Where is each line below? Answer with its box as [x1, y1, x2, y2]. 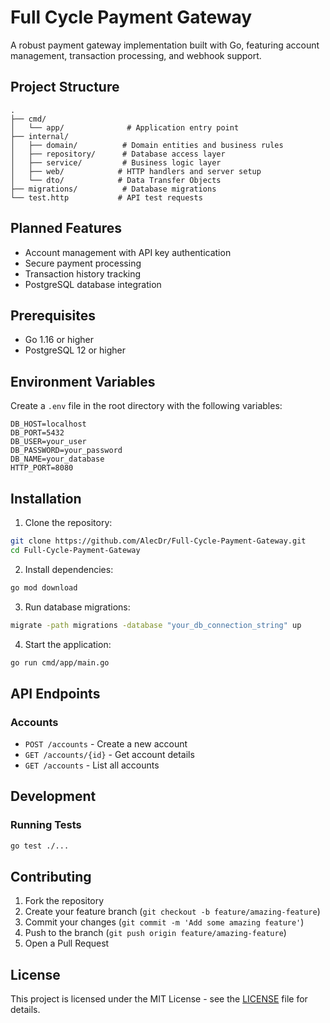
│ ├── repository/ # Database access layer [10, 149, 226, 159]
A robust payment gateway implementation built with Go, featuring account [10, 39, 320, 51]
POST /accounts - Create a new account [24, 738, 188, 750]
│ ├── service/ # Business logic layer [10, 157, 222, 168]
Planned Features [10, 220, 123, 237]
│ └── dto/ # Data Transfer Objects [10, 175, 222, 185]
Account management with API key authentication [24, 246, 232, 258]
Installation [10, 490, 82, 507]
